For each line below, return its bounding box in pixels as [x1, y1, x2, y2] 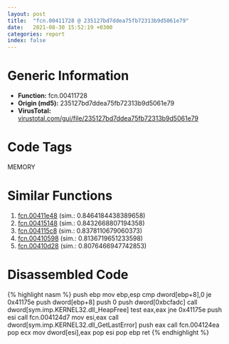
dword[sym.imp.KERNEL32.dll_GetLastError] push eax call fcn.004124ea [7, 320, 220, 329]
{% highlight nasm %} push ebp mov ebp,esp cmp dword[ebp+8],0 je [7, 290, 212, 298]
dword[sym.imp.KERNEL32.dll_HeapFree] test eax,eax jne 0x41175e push [7, 305, 223, 314]
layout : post [7, 10, 46, 18]
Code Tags [7, 139, 73, 156]
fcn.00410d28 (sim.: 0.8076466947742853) [17, 241, 147, 250]
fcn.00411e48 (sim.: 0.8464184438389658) [17, 211, 146, 220]
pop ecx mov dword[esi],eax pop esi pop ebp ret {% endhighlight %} [7, 328, 210, 336]
